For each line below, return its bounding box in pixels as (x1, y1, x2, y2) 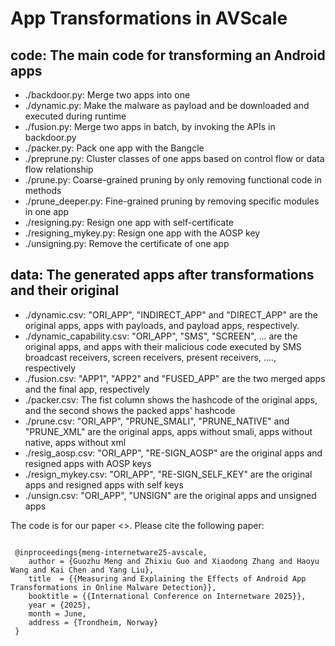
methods (24, 185, 62, 196)
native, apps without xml (24, 436, 127, 448)
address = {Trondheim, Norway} (28, 617, 159, 627)
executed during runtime (24, 110, 127, 122)
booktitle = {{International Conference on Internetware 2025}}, (28, 591, 307, 601)
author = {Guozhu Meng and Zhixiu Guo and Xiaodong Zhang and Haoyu (28, 556, 320, 566)
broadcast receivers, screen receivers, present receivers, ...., (24, 351, 277, 363)
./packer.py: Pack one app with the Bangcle (24, 142, 205, 154)
